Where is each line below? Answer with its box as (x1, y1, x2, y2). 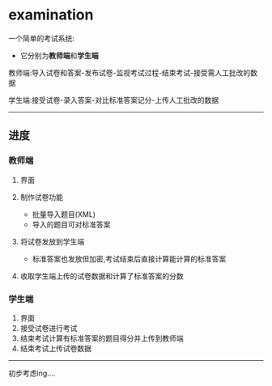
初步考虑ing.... (8, 368, 56, 378)
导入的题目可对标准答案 (32, 219, 111, 229)
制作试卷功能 (19, 192, 63, 201)
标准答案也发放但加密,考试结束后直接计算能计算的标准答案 (32, 253, 227, 264)
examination (8, 6, 94, 24)
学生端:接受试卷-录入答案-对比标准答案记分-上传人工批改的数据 (8, 95, 219, 104)
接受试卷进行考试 (19, 323, 78, 333)
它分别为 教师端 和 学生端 (19, 50, 99, 60)
